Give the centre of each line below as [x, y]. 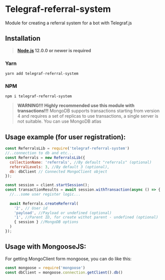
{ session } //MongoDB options [46, 222]
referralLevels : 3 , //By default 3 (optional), [60, 167]
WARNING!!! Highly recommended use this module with [76, 106]
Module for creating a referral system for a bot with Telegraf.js [69, 23]
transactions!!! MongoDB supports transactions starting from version [88, 111]
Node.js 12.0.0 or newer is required [54, 50]
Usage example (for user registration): [65, 137]
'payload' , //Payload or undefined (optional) [63, 213]
